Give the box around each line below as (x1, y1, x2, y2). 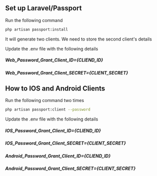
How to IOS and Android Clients (5, 84, 105, 93)
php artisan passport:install (5, 27, 68, 32)
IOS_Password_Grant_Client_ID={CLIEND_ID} (5, 127, 101, 133)
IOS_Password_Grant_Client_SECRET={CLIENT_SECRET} (5, 140, 126, 146)
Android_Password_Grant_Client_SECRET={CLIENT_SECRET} (5, 165, 136, 171)
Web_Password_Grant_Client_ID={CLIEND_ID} (5, 57, 103, 63)
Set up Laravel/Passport (5, 4, 82, 12)
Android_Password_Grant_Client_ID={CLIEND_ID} (5, 152, 111, 159)
